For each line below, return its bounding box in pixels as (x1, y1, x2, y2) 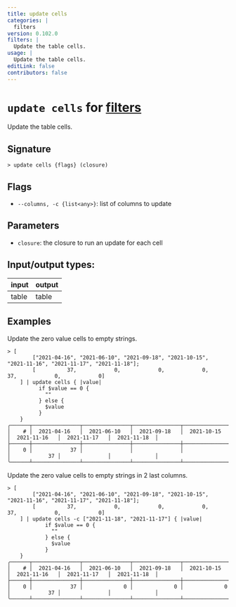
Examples (7, 316, 51, 328)
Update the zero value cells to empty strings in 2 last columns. (7, 471, 188, 479)
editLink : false (7, 63, 55, 70)
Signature (7, 143, 51, 155)
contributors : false (7, 69, 68, 76)
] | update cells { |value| (20, 378, 102, 385)
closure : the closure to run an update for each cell (17, 238, 163, 247)
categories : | (7, 17, 49, 24)
